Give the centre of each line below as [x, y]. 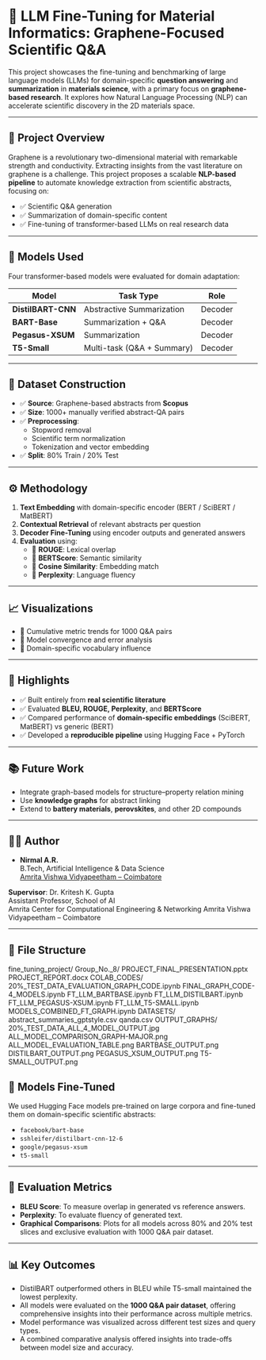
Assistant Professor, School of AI [62, 901]
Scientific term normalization [78, 439]
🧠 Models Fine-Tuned [62, 1087]
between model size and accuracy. [77, 1347]
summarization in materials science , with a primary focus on [109, 88]
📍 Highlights [39, 680]
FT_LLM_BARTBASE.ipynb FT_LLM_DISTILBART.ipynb [155, 994]
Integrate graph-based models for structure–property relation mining [131, 792]
